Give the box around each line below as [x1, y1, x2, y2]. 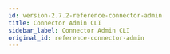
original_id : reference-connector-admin [8, 33, 145, 42]
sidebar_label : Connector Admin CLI [8, 26, 130, 34]
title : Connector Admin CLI [8, 19, 102, 27]
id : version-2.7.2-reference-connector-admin [8, 11, 162, 20]
